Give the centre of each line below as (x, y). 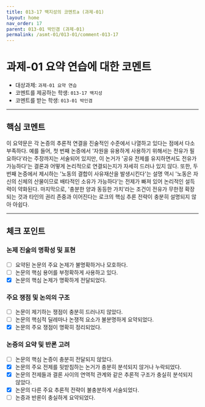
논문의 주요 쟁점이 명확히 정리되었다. (58, 327)
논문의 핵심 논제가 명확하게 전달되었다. (61, 280)
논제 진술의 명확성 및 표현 (41, 250)
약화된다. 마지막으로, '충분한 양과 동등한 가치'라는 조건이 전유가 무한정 (101, 189)
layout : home (23, 18)
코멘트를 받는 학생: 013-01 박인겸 (54, 100)
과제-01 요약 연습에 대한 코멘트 (79, 67)
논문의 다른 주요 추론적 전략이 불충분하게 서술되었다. (77, 390)
